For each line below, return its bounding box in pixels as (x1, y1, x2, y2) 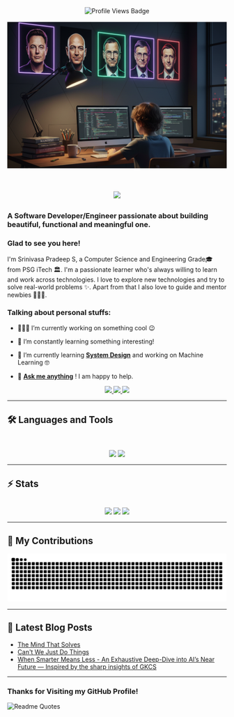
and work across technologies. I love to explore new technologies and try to (7, 275, 225, 284)
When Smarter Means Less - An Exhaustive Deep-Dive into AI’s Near (17, 655, 214, 663)
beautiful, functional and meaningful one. (7, 219, 151, 229)
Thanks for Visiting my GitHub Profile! (7, 686, 139, 696)
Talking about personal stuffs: (7, 308, 111, 318)
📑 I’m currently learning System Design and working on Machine (17, 350, 204, 359)
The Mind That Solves (17, 640, 81, 649)
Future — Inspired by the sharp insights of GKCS (17, 662, 157, 671)
